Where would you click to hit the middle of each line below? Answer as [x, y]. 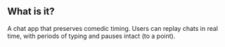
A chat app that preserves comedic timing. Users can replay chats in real [112, 28]
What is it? [31, 12]
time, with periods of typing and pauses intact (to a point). [91, 36]
